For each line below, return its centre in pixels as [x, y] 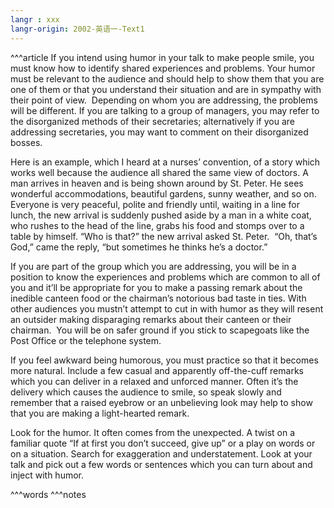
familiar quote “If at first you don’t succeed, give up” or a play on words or [163, 443]
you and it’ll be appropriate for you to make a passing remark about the [156, 287]
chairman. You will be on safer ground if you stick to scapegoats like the [160, 330]
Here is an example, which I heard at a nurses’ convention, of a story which [165, 162]
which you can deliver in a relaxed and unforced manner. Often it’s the [154, 381]
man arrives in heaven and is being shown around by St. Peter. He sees [157, 183]
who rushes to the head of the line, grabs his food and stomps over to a [157, 225]
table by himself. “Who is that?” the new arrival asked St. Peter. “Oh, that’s [164, 236]
